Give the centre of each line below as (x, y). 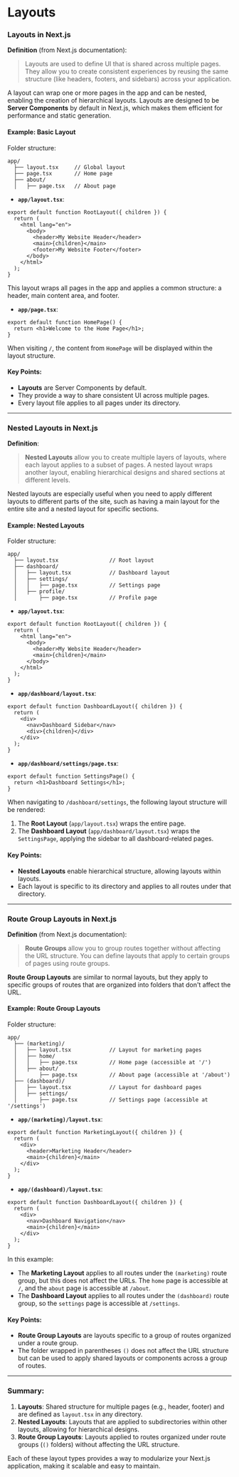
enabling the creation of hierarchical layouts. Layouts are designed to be (113, 101)
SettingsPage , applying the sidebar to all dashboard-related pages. (116, 839)
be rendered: (26, 810)
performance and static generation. (59, 115)
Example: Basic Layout (42, 132)
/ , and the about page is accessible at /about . (84, 1288)
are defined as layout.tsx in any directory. (80, 1414)
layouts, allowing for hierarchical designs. (79, 1429)
